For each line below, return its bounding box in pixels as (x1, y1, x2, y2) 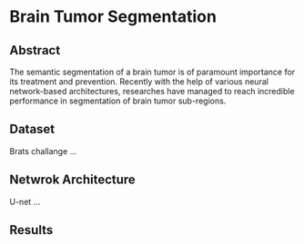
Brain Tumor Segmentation (9, 6, 217, 27)
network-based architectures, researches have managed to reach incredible (9, 86, 295, 96)
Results (9, 222, 54, 238)
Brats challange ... (9, 145, 77, 156)
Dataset (9, 122, 56, 137)
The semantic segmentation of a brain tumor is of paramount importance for (9, 66, 296, 77)
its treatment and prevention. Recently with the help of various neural (9, 76, 269, 87)
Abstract (9, 43, 61, 58)
